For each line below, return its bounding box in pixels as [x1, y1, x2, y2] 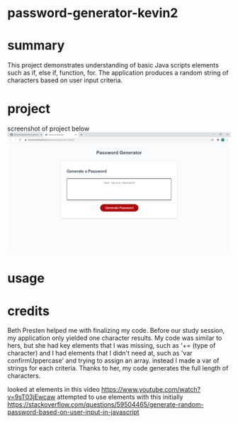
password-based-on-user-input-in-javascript [7, 408, 140, 417]
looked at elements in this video [7, 385, 101, 394]
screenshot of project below [7, 124, 90, 133]
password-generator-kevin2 [7, 5, 178, 21]
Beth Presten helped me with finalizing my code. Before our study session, [7, 326, 225, 335]
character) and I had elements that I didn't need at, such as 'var [7, 349, 193, 358]
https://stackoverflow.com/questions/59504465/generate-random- [7, 400, 204, 409]
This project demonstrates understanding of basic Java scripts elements [7, 61, 220, 70]
